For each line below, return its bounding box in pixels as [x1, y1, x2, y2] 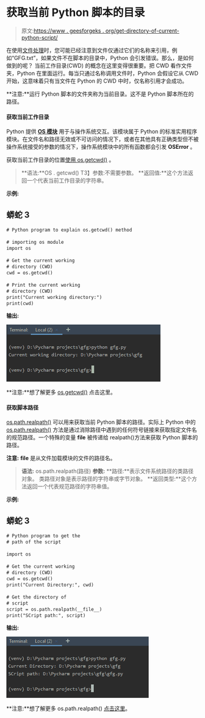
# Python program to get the [6, 532, 81, 539]
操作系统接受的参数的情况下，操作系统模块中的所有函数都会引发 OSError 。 [6, 143, 196, 151]
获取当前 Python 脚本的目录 [6, 6, 145, 20]
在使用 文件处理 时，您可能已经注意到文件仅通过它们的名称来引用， [6, 47, 172, 54]
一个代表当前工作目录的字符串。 [26, 177, 107, 184]
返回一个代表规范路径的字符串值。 [26, 483, 113, 490]
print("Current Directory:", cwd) [6, 581, 95, 588]
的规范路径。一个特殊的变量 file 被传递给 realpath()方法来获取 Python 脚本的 [6, 434, 198, 441]
